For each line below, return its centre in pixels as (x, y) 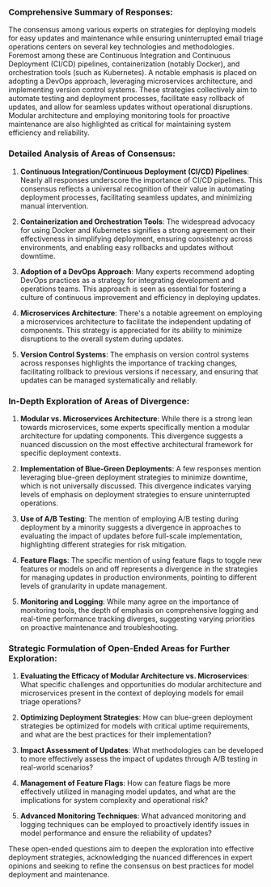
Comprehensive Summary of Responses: (91, 12)
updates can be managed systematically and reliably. (109, 380)
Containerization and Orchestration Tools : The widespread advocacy (138, 222)
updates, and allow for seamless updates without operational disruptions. (131, 107)
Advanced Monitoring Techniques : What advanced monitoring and (133, 816)
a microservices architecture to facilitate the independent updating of (135, 321)
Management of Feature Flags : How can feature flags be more (125, 784)
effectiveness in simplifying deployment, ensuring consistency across (136, 239)
